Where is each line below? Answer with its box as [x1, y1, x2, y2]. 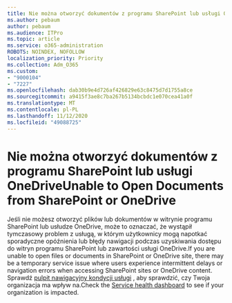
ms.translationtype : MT [7, 100, 76, 107]
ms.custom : [7, 67, 39, 74]
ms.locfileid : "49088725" [7, 118, 81, 126]
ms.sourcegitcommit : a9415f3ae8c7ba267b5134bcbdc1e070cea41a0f [7, 94, 193, 101]
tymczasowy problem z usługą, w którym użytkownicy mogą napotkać [7, 230, 208, 238]
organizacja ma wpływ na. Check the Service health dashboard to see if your [7, 281, 224, 289]
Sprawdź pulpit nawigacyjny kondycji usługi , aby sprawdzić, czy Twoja [7, 273, 211, 282]
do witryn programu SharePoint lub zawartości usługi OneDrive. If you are [7, 244, 215, 253]
